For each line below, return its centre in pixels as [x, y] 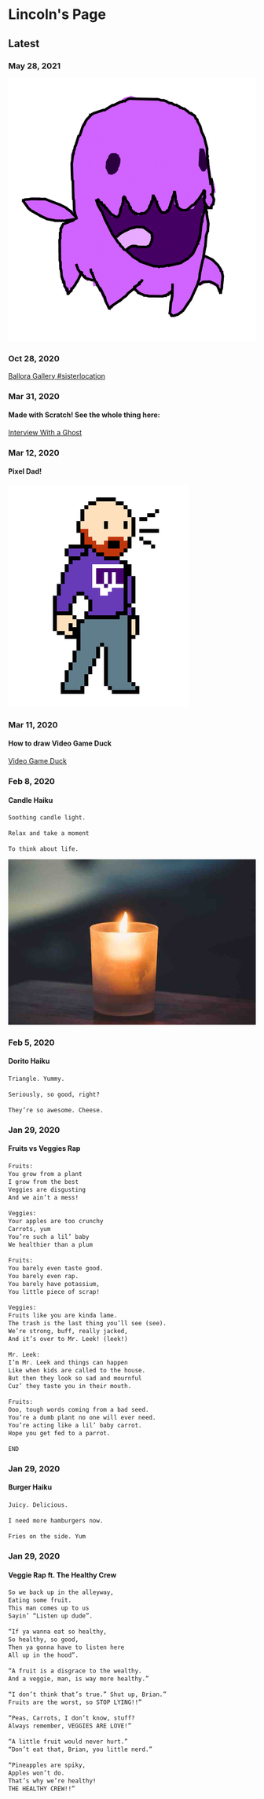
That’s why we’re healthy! [52, 1781]
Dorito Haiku [29, 1061]
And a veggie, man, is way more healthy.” [79, 1679]
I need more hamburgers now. [56, 1521]
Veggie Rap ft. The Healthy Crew [62, 1575]
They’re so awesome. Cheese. [56, 1110]
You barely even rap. [44, 1276]
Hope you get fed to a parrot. [59, 1433]
